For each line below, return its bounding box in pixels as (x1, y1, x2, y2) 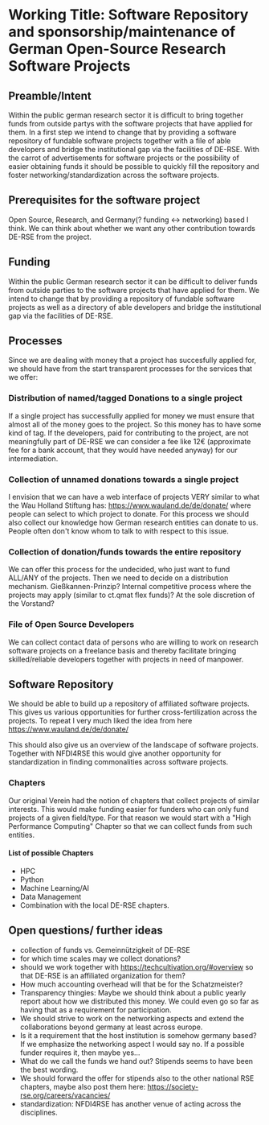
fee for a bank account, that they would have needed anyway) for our (8, 445, 238, 455)
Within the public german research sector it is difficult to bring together (8, 110, 243, 120)
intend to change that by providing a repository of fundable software (8, 294, 235, 303)
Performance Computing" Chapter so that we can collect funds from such (8, 821, 253, 830)
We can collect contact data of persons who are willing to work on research (8, 637, 259, 647)
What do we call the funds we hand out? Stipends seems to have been (19, 1056, 254, 1065)
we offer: (8, 373, 39, 382)
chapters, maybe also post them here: (19, 1082, 146, 1091)
